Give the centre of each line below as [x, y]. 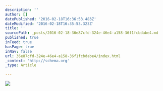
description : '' [22, 10]
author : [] [16, 14]
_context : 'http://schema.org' [37, 61]
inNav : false [19, 51]
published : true [22, 38]
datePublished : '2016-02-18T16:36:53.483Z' [51, 19]
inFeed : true [19, 42]
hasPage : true [20, 47]
